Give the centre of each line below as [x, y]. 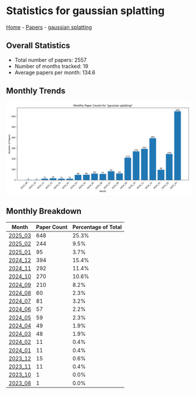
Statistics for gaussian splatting [85, 11]
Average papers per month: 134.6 [55, 72]
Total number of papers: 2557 [50, 59]
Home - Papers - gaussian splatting [49, 27]
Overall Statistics [38, 46]
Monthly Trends [36, 91]
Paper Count [52, 227]
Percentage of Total [97, 227]
